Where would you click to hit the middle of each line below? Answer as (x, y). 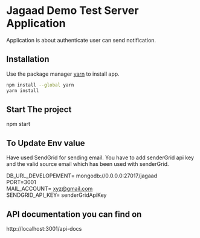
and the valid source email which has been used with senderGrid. (88, 164)
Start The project (39, 109)
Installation (28, 59)
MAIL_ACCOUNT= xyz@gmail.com (50, 189)
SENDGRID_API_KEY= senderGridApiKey (56, 195)
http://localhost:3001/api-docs (44, 228)
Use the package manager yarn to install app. (63, 74)
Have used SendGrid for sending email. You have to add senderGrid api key (100, 157)
